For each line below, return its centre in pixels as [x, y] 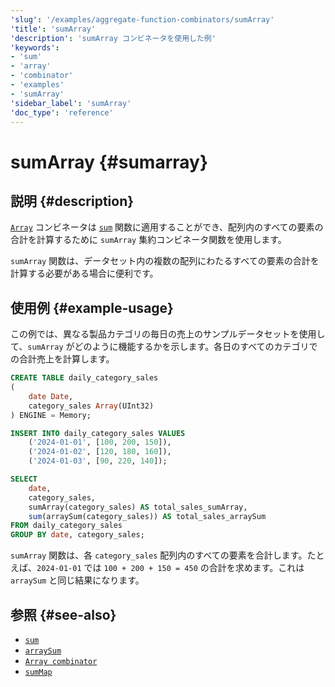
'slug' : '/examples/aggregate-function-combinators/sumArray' [142, 19]
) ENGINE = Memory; [51, 415]
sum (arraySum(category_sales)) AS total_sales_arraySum [147, 516]
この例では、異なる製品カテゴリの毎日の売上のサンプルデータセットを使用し [168, 334]
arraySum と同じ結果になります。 [77, 580]
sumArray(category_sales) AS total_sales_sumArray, [138, 507]
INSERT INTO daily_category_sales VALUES [98, 433]
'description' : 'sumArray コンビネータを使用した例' [113, 38]
